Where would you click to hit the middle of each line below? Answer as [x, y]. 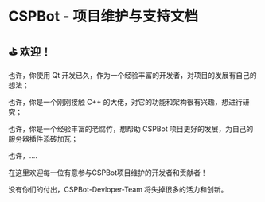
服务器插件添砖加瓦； [43, 139]
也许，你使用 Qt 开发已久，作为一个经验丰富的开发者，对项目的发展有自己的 [132, 75]
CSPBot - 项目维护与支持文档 [103, 16]
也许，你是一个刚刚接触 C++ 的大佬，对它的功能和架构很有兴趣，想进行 [125, 102]
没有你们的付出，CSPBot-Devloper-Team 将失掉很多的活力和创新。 [118, 189]
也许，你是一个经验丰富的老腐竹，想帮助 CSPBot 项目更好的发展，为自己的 [131, 129]
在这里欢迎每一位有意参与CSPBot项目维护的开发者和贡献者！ [108, 173]
